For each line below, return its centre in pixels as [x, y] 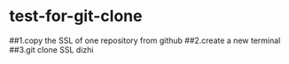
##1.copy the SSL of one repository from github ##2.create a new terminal [145, 40]
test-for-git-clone [76, 16]
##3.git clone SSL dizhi [51, 49]
